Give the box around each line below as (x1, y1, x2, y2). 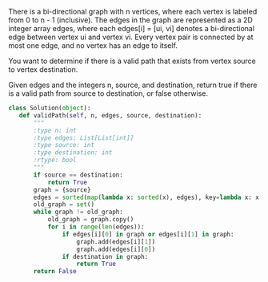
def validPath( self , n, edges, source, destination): (18, 111, 202, 119)
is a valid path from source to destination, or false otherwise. (8, 89, 208, 98)
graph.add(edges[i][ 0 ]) (76, 245, 156, 253)
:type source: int (33, 141, 94, 149)
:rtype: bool (33, 156, 78, 165)
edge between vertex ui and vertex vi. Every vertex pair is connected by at (8, 32, 254, 42)
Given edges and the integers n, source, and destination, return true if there (8, 80, 258, 89)
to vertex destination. (8, 65, 78, 74)
